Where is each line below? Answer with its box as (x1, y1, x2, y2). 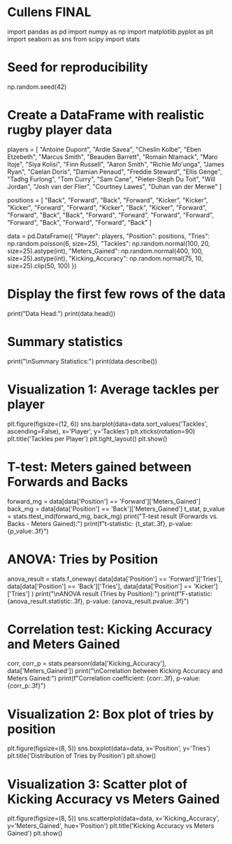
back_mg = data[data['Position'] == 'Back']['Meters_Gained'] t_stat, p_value (7, 504, 225, 513)
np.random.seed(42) (7, 82, 67, 91)
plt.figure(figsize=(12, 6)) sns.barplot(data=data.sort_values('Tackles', (7, 420, 208, 428)
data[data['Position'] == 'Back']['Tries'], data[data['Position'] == (7, 582, 192, 590)
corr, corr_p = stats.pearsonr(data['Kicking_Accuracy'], (7, 659, 166, 667)
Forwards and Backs (7, 473, 129, 490)
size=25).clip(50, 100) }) (7, 261, 77, 270)
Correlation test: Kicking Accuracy (7, 621, 213, 637)
